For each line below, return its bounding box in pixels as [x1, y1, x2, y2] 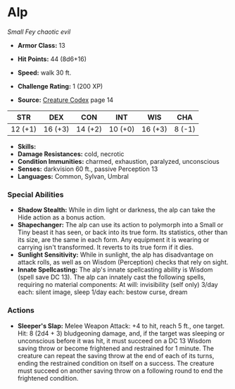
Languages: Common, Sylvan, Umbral [17, 172, 129, 180]
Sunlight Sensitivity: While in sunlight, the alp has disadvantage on [17, 250, 213, 259]
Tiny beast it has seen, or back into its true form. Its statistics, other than [17, 228, 228, 236]
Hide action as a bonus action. [17, 213, 106, 222]
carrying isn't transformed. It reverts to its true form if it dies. [17, 243, 194, 252]
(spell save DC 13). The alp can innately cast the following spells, [17, 273, 206, 281]
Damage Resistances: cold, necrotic [17, 149, 125, 158]
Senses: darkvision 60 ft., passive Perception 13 [17, 165, 158, 173]
